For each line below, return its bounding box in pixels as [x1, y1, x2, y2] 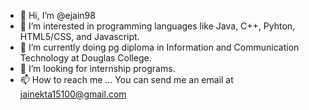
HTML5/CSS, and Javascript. [19, 31, 140, 42]
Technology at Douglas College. [19, 52, 152, 64]
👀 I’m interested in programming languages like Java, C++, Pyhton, [19, 20, 296, 32]
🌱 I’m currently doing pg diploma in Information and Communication [19, 41, 300, 53]
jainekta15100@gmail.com [19, 88, 127, 100]
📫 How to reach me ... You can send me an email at [19, 74, 234, 85]
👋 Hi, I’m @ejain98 [19, 10, 96, 21]
